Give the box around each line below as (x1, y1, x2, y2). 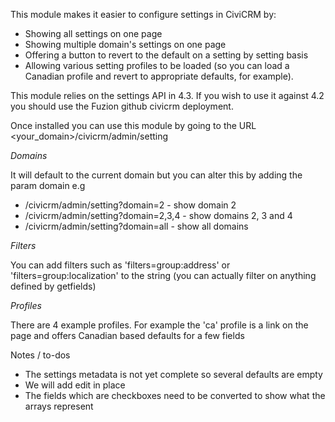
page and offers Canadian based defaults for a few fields (10, 330, 245, 341)
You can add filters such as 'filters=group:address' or (10, 259, 231, 271)
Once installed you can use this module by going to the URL (10, 120, 257, 131)
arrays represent (24, 400, 94, 412)
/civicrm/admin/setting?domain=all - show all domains (24, 220, 249, 232)
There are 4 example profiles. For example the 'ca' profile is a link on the (10, 319, 309, 331)
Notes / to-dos (10, 349, 71, 361)
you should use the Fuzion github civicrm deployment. (10, 100, 234, 112)
